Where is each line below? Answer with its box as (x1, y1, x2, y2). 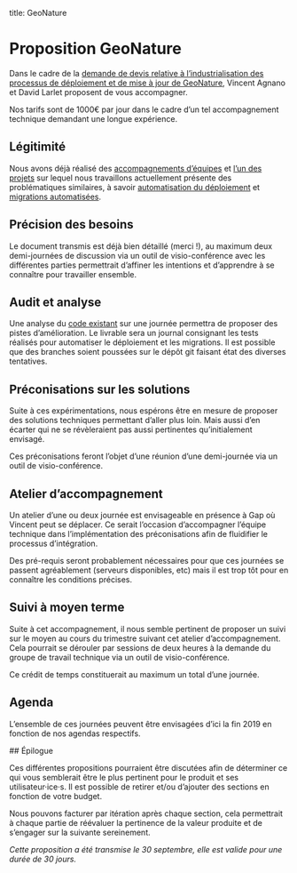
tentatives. (9, 356, 48, 367)
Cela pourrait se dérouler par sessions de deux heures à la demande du (9, 642, 271, 653)
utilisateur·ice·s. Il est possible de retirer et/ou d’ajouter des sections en (9, 781, 270, 792)
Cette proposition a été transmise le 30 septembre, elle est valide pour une (9, 844, 283, 854)
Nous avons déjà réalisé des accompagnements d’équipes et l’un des (9, 163, 262, 173)
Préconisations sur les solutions (9, 381, 191, 396)
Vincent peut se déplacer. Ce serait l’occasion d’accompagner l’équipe (9, 519, 267, 530)
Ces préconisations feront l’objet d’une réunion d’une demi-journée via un (9, 451, 278, 461)
